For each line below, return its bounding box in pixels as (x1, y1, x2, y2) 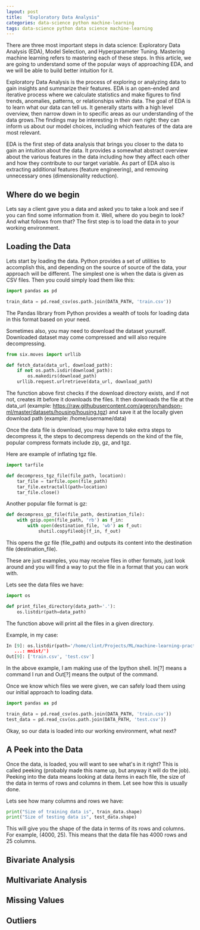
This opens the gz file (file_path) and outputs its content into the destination (6, 539, 192, 546)
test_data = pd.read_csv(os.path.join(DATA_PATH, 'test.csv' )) (6, 716, 167, 722)
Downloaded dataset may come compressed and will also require (6, 333, 167, 341)
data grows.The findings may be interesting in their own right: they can (6, 117, 180, 124)
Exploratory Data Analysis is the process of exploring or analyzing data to (6, 79, 186, 86)
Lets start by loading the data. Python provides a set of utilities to (6, 257, 166, 264)
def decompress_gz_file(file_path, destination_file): (6, 511, 145, 518)
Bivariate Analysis (6, 855, 76, 865)
